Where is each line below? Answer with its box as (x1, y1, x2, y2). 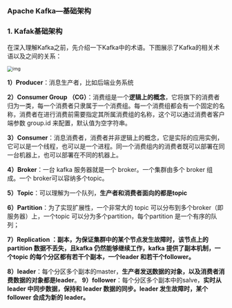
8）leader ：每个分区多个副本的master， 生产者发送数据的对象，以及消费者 (7, 267, 219, 276)
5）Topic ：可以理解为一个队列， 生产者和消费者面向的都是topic (7, 189, 188, 198)
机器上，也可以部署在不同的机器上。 (19, 151, 122, 160)
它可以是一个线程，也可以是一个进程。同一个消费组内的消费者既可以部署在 (7, 142, 219, 151)
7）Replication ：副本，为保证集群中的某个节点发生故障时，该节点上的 (7, 235, 209, 244)
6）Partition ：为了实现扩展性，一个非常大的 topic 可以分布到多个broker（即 (7, 204, 224, 212)
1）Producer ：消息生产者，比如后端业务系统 (7, 78, 134, 87)
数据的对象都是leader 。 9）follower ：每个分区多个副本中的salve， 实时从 (12, 276, 222, 285)
